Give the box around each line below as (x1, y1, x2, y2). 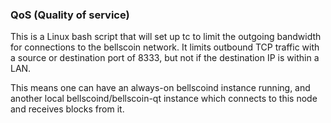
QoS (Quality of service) (10, 8, 130, 22)
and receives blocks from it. (10, 103, 125, 115)
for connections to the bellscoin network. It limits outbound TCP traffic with (10, 41, 320, 53)
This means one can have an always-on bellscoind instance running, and (10, 82, 311, 94)
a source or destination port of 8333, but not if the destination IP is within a (10, 52, 320, 64)
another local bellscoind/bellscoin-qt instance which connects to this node (10, 93, 318, 105)
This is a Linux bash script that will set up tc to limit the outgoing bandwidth (10, 31, 322, 43)
